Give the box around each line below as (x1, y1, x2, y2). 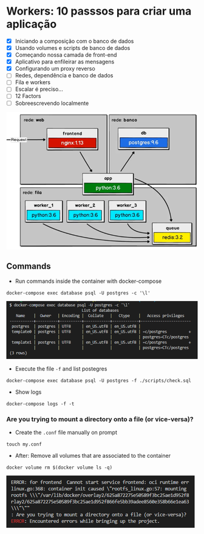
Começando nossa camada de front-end (15, 51, 117, 59)
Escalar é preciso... (15, 85, 64, 93)
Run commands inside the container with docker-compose (15, 277, 162, 285)
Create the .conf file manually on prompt (15, 429, 117, 436)
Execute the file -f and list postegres (15, 365, 107, 372)
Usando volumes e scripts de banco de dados (15, 44, 131, 51)
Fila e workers (15, 79, 51, 86)
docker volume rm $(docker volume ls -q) (6, 465, 113, 471)
